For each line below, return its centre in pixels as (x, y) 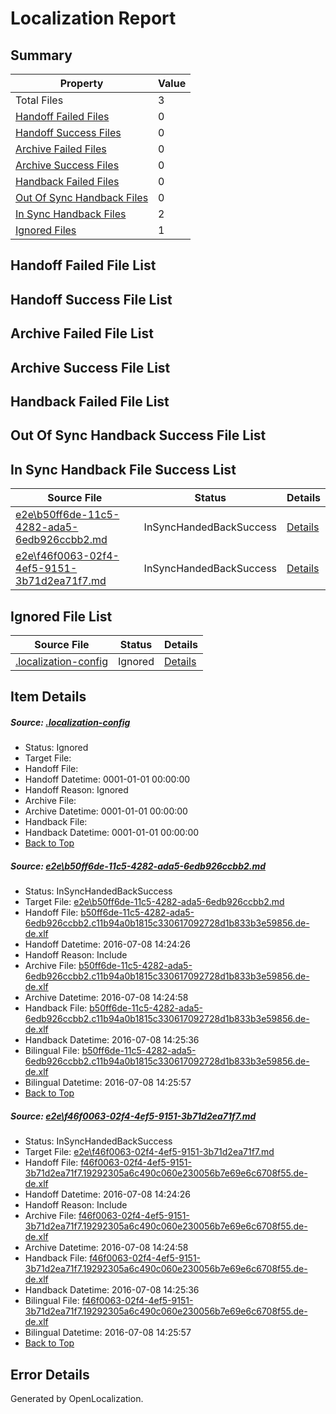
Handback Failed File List (90, 401)
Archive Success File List (90, 367)
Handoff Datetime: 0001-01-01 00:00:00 (107, 779)
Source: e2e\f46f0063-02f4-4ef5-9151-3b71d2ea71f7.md (133, 1116)
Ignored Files (46, 230)
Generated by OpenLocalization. (77, 1399)
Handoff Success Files (68, 132)
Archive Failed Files (61, 149)
